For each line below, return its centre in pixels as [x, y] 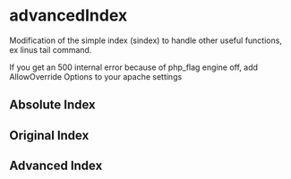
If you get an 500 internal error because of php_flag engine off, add [133, 67]
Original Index [49, 135]
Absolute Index [52, 105]
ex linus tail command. [51, 49]
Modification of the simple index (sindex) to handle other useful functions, [145, 40]
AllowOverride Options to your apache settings [96, 76]
